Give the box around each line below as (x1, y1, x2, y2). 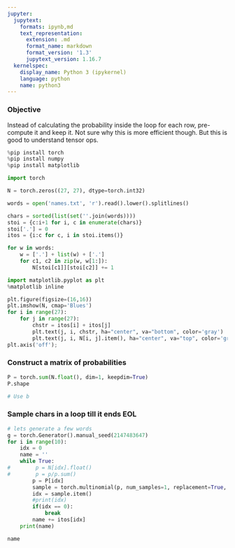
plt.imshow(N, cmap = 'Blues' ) (7, 302, 92, 310)
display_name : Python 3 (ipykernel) (20, 68, 127, 75)
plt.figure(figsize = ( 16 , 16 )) (7, 296, 92, 303)
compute (7, 128, 34, 136)
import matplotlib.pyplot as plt (7, 277, 105, 284)
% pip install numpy (7, 155, 64, 163)
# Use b (7, 393, 30, 400)
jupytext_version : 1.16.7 (25, 56, 101, 63)
